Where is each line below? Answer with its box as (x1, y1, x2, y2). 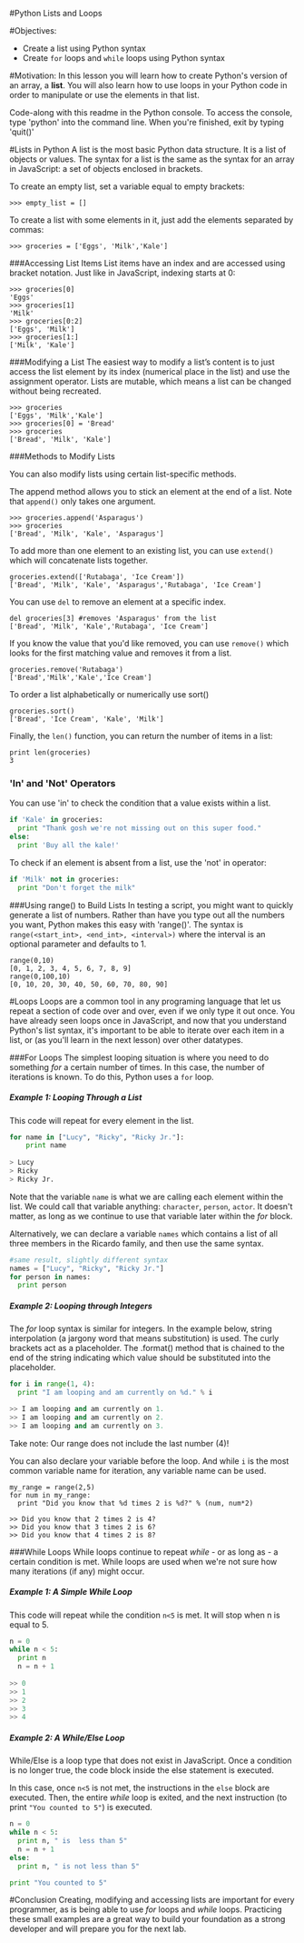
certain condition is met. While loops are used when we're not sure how (9, 1556, 278, 1567)
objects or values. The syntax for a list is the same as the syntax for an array (9, 154, 295, 165)
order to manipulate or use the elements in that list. (9, 90, 200, 100)
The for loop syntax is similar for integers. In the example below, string (9, 1323, 272, 1335)
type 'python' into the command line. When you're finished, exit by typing (9, 117, 284, 127)
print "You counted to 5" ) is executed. (9, 1802, 152, 1813)
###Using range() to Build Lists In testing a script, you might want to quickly (9, 899, 294, 910)
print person (17, 1281, 67, 1290)
